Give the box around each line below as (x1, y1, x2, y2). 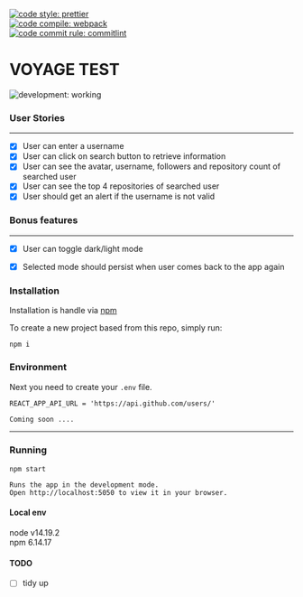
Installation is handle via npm (9, 305, 117, 316)
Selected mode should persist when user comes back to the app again (22, 261, 285, 272)
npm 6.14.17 (9, 537, 52, 548)
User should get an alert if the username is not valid (22, 191, 216, 202)
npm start (9, 464, 47, 473)
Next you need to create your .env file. (9, 381, 152, 392)
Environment (9, 361, 68, 374)
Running (9, 443, 48, 456)
